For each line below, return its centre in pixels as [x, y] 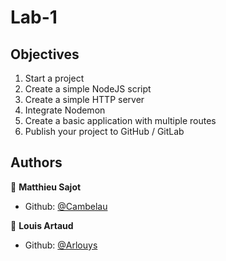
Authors [36, 162]
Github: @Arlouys [61, 245]
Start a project [54, 78]
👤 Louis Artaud [42, 225]
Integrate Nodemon [65, 110]
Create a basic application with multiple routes [120, 120]
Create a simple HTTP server [84, 99]
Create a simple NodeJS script [88, 89]
